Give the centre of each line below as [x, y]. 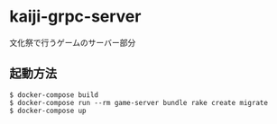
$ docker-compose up [48, 111]
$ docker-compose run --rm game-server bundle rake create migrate [139, 102]
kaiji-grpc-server [75, 17]
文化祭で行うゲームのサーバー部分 [73, 42]
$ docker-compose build [54, 95]
